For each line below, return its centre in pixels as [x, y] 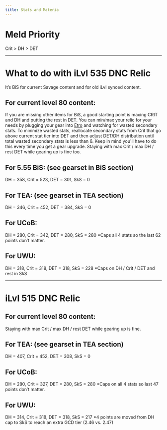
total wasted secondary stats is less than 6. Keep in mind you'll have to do [81, 141]
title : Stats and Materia [32, 10]
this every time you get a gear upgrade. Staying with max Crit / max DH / [80, 147]
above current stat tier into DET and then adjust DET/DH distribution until [80, 136]
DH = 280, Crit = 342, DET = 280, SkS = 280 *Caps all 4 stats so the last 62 [83, 235]
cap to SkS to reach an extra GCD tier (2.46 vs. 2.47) [59, 422]
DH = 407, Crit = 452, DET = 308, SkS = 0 [48, 356]
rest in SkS [16, 273]
